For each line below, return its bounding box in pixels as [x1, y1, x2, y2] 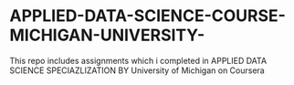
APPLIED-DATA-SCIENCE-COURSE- [9, 5, 286, 27]
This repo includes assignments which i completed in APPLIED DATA [9, 55, 268, 66]
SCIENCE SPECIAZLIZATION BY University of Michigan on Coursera [9, 65, 265, 76]
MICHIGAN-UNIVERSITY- [9, 25, 205, 46]
